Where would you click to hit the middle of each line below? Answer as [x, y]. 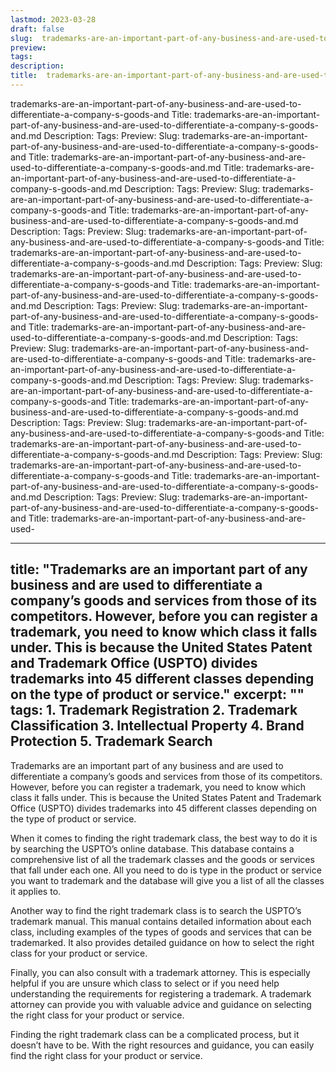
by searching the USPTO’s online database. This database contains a [152, 848]
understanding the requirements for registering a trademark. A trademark [161, 993]
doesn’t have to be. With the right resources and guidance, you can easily [162, 1045]
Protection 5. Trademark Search [111, 741]
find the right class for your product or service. [106, 1055]
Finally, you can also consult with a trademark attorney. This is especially [160, 972]
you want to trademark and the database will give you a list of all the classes [167, 880]
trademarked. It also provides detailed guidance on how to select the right [162, 942]
